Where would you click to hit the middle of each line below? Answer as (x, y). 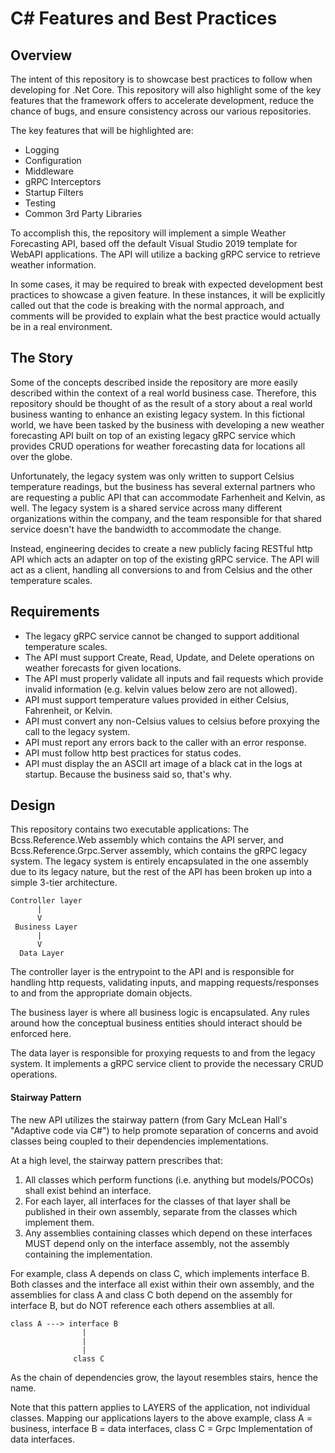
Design (33, 805)
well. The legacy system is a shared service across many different (146, 508)
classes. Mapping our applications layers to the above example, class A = (161, 1418)
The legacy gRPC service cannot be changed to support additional (162, 636)
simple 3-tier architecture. (64, 883)
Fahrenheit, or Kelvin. (68, 710)
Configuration (53, 160)
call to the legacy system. (77, 731)
